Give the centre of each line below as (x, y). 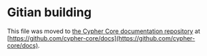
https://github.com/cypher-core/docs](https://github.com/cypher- (102, 38)
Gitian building (50, 12)
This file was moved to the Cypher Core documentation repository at (104, 31)
